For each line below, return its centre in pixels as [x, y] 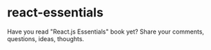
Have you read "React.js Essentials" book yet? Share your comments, [106, 32]
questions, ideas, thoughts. [46, 38]
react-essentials [55, 13]
